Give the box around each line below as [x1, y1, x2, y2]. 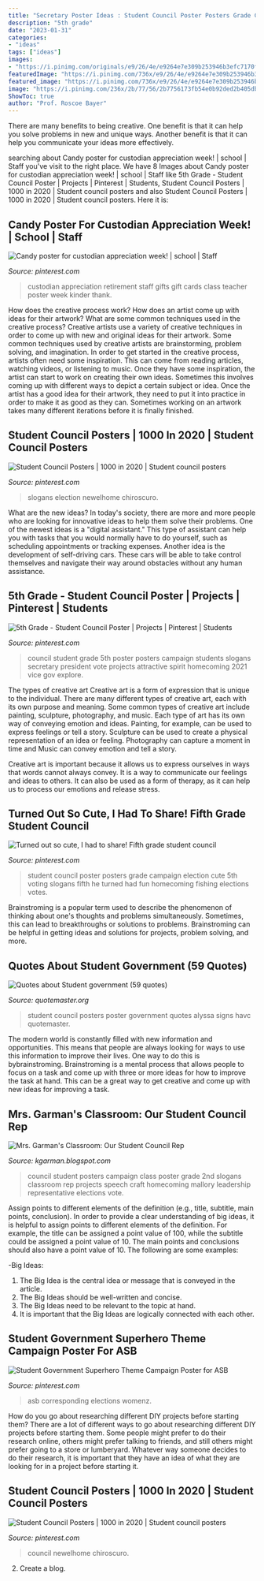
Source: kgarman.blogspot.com [8, 1156, 112, 1165]
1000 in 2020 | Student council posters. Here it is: [8, 195, 169, 205]
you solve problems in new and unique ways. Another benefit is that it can [8, 129, 247, 139]
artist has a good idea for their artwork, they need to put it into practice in [8, 389, 246, 398]
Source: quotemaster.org [8, 995, 89, 1005]
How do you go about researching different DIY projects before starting [8, 1411, 240, 1420]
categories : [8, 33, 47, 42]
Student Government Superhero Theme [8, 1332, 207, 1345]
